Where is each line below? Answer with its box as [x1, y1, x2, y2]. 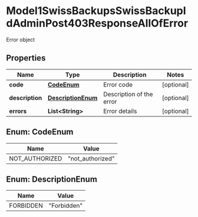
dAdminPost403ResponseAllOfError [6, 16, 189, 30]
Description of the [103, 90, 153, 98]
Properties [6, 53, 46, 63]
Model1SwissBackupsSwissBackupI [6, 4, 187, 18]
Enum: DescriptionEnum [6, 174, 97, 184]
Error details [103, 107, 137, 115]
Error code [103, 81, 133, 89]
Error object [6, 36, 35, 43]
